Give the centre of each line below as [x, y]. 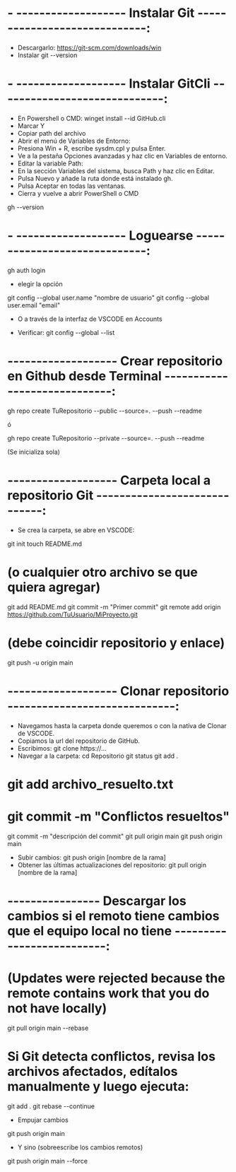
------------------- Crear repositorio [115, 361]
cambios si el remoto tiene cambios [113, 916]
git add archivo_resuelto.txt [90, 784]
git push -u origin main [40, 662]
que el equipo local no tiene [89, 931]
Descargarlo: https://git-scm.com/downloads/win [89, 47]
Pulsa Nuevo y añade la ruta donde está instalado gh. [95, 178]
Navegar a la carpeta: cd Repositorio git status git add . [98, 756]
